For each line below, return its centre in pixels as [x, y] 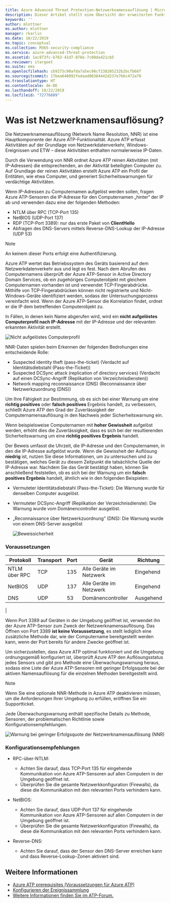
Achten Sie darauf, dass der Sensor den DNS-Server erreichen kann [91, 851]
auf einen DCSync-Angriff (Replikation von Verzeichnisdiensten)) [80, 379]
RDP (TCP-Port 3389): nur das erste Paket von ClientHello [74, 223]
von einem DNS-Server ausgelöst [47, 524]
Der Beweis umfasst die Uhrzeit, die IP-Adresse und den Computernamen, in [85, 446]
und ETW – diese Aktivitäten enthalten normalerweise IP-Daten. [97, 150]
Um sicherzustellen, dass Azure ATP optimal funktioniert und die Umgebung [84, 651]
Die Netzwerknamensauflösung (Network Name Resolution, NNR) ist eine [82, 134]
